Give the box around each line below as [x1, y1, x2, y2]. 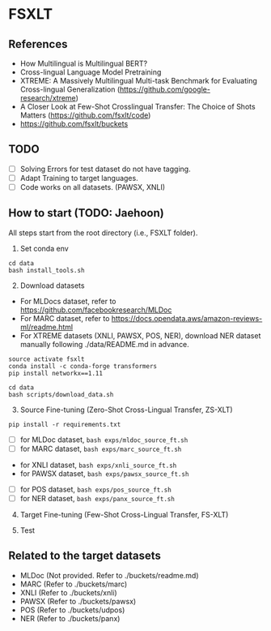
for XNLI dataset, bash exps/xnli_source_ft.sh [19, 460, 177, 470]
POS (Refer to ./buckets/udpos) [19, 605, 125, 615]
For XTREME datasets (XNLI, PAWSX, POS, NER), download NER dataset [19, 330, 261, 341]
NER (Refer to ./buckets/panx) [19, 613, 121, 623]
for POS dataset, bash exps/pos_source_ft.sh [19, 484, 171, 494]
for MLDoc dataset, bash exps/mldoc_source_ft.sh [19, 435, 188, 444]
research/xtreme [19, 93, 76, 102]
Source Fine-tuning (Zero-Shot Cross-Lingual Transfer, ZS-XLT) [19, 405, 233, 414]
